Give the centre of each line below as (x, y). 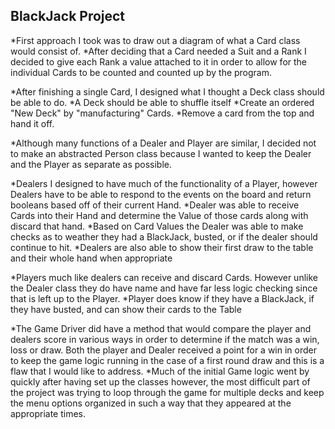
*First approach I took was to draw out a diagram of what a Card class (155, 40)
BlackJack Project (68, 16)
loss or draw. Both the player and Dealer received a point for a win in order (163, 350)
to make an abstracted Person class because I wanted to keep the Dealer (161, 153)
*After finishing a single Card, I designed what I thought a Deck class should (167, 91)
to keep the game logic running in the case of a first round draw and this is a (167, 360)
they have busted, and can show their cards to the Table (126, 309)
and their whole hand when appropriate (91, 258)
